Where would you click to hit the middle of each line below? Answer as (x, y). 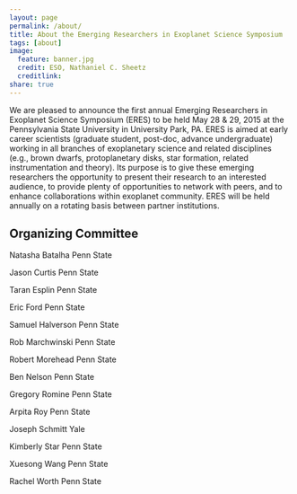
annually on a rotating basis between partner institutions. (114, 205)
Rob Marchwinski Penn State (62, 342)
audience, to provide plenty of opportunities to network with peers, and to (146, 186)
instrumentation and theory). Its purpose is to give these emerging (132, 167)
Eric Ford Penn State (47, 307)
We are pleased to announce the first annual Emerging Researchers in (139, 110)
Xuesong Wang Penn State (59, 464)
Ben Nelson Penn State (52, 377)
